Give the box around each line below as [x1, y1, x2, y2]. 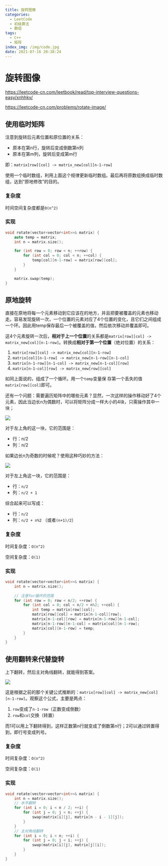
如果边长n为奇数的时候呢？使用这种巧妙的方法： [5, 453, 104, 459]
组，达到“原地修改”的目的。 [5, 179, 62, 185]
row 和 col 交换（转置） [12, 712, 57, 718]
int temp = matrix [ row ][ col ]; [31, 607, 95, 612]
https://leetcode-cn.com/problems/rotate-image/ [5, 104, 106, 110]
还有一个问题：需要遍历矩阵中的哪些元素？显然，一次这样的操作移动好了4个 [5, 392, 161, 398]
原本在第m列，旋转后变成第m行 [12, 151, 77, 157]
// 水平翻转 [14, 800, 36, 806]
